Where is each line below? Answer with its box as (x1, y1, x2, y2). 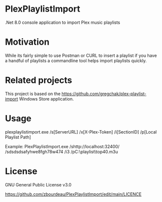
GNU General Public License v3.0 (5, 182, 72, 187)
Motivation (5, 36, 50, 48)
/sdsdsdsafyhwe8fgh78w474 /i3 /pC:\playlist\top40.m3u (5, 149, 118, 154)
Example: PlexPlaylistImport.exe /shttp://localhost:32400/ (5, 143, 120, 149)
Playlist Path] (5, 134, 31, 140)
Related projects (5, 75, 73, 86)
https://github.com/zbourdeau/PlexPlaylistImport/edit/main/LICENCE (5, 191, 142, 197)
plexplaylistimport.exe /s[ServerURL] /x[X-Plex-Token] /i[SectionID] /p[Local (5, 129, 157, 135)
